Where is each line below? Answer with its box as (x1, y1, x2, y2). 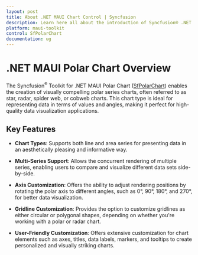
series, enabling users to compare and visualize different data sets (14, 164, 177, 171)
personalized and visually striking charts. (14, 242, 115, 249)
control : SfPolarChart (6, 31, 62, 37)
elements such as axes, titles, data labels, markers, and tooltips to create (14, 236, 192, 243)
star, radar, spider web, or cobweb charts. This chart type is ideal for (6, 94, 173, 102)
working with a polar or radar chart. (14, 218, 102, 225)
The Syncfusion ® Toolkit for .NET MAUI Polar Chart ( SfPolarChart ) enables (6, 81, 187, 89)
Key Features (6, 124, 56, 134)
